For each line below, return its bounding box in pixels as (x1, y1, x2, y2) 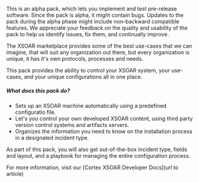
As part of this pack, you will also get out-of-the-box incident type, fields (6, 146, 188, 153)
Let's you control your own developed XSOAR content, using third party (14, 114, 193, 122)
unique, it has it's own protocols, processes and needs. (6, 55, 144, 62)
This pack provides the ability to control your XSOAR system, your (6, 67, 171, 74)
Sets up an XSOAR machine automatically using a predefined (14, 102, 167, 109)
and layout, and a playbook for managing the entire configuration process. (6, 152, 191, 159)
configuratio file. (14, 108, 56, 116)
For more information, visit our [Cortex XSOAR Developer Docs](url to (6, 164, 179, 171)
